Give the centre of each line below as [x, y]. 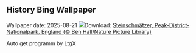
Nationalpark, [23, 31]
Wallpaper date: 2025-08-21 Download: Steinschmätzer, [80, 25]
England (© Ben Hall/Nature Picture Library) [96, 31]
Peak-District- [172, 25]
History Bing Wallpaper [51, 10]
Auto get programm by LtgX [41, 43]
